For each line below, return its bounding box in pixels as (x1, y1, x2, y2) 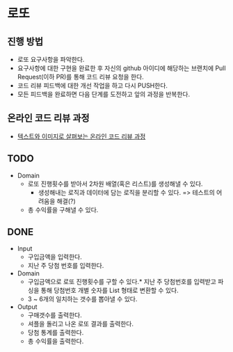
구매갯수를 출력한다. (27, 311, 82, 319)
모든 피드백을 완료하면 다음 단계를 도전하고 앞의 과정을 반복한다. (17, 90, 190, 98)
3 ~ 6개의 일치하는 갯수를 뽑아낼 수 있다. (27, 295, 138, 303)
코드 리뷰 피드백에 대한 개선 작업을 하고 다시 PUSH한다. (17, 81, 168, 90)
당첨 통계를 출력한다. (27, 328, 84, 337)
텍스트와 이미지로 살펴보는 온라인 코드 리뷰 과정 (17, 132, 146, 141)
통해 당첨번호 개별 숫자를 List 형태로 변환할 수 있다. (40, 286, 179, 295)
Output (17, 303, 38, 311)
